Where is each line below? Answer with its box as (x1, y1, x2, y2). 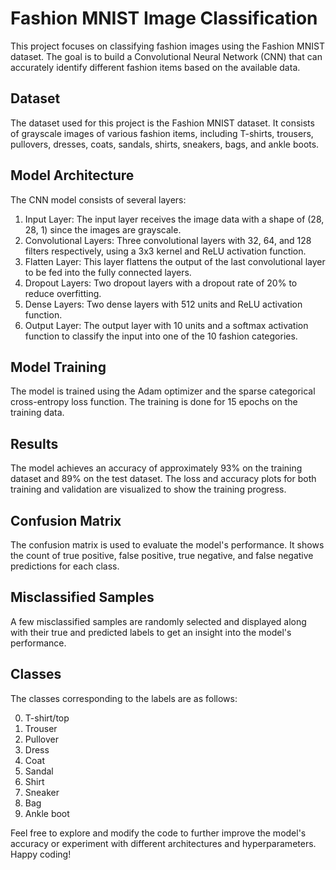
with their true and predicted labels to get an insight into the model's (10, 626, 292, 638)
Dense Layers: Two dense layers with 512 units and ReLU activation (24, 298, 303, 310)
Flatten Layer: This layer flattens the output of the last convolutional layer (24, 255, 326, 267)
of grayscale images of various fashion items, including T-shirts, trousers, (10, 127, 314, 139)
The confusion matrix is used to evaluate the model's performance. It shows (10, 539, 325, 551)
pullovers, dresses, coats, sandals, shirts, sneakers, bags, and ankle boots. (10, 138, 320, 150)
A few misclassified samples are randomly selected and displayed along (10, 615, 307, 627)
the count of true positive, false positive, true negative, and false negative (10, 550, 314, 561)
